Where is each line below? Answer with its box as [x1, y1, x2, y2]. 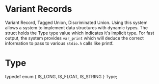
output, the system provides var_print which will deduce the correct [5, 35, 144, 41]
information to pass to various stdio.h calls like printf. [5, 40, 114, 46]
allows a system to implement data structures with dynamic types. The [5, 24, 148, 30]
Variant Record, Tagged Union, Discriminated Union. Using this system [5, 20, 148, 25]
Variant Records [5, 3, 72, 15]
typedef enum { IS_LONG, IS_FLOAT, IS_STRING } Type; [5, 73, 118, 79]
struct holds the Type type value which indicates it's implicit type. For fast [5, 30, 155, 36]
